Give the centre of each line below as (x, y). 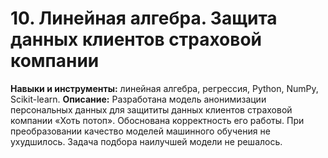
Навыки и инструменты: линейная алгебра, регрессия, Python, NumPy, (164, 88)
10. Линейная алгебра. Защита (144, 18)
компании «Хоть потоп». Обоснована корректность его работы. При (157, 120)
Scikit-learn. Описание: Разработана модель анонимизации (138, 99)
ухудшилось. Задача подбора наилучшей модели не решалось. (146, 141)
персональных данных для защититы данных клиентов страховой (151, 109)
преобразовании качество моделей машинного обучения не (140, 131)
